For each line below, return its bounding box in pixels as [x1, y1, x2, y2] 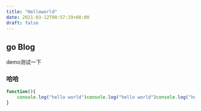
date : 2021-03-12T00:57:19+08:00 [6, 14, 90, 20]
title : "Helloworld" [6, 8, 58, 15]
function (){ [6, 89, 36, 95]
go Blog [6, 42, 35, 52]
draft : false [6, 20, 39, 26]
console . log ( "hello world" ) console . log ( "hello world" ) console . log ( [17, 94, 188, 100]
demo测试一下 [6, 58, 42, 66]
